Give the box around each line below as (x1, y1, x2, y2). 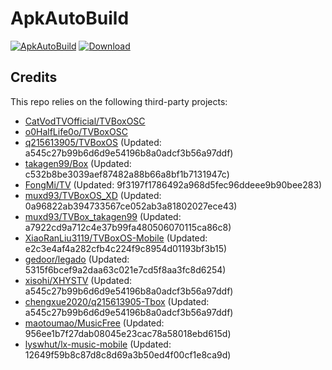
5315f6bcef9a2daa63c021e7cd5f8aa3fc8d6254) (24, 263, 227, 276)
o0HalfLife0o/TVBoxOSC (24, 125, 128, 137)
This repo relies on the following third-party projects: (10, 95, 228, 107)
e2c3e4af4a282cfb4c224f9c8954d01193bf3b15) (24, 242, 228, 254)
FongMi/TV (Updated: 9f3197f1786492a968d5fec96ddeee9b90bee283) (24, 178, 323, 191)
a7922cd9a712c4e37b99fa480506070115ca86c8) (24, 221, 232, 233)
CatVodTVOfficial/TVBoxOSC (24, 115, 146, 127)
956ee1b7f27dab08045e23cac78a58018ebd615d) (24, 327, 232, 339)
